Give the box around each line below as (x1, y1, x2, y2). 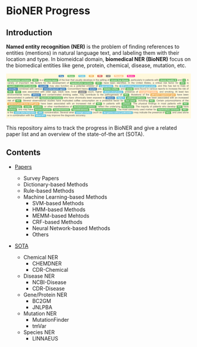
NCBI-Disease (32, 278, 67, 286)
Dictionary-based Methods (23, 181, 89, 188)
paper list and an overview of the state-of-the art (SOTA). (6, 131, 145, 138)
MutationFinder (32, 316, 69, 323)
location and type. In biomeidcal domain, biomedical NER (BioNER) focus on (6, 56, 191, 62)
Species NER (23, 328, 55, 336)
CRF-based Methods (32, 218, 83, 225)
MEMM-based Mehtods (32, 212, 90, 219)
